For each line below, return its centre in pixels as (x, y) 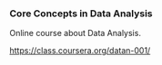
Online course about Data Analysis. (75, 33)
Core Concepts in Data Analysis (81, 14)
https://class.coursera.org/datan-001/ (80, 51)
